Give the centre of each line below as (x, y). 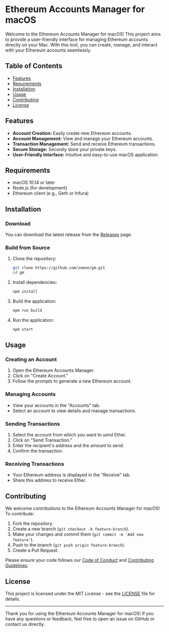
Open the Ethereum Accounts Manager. (53, 370)
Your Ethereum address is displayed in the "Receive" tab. (71, 475)
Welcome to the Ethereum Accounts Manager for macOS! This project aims (83, 34)
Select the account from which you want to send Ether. (69, 435)
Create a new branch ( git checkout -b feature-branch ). (71, 529)
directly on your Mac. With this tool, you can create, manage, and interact (81, 44)
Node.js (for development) (40, 188)
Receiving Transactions (35, 464)
